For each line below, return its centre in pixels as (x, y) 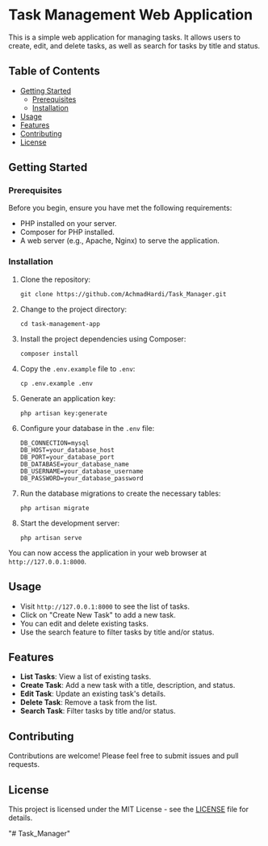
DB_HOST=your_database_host (67, 450)
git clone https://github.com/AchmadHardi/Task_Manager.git (123, 294)
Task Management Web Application (130, 15)
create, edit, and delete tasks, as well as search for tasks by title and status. (134, 45)
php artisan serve (51, 538)
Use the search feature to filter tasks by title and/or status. (117, 632)
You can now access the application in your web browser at (108, 553)
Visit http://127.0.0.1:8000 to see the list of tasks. (105, 606)
